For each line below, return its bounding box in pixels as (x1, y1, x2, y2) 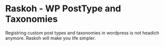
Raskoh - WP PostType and (5, 3, 121, 14)
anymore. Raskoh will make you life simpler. (5, 35, 96, 41)
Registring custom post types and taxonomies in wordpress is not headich (5, 30, 159, 36)
